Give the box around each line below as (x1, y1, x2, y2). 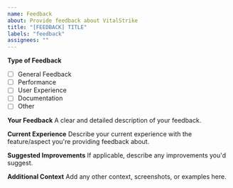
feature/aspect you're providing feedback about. (7, 138, 150, 146)
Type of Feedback (7, 56, 62, 65)
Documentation (17, 94, 63, 103)
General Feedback (17, 70, 72, 79)
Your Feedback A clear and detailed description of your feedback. (7, 116, 202, 125)
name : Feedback (7, 10, 53, 18)
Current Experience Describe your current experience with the (7, 130, 193, 138)
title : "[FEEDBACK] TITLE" (7, 23, 87, 31)
